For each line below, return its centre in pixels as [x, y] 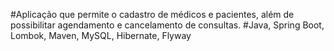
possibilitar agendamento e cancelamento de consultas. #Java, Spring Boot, [167, 25]
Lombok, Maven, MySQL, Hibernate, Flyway [101, 35]
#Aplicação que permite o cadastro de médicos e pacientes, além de [152, 14]
